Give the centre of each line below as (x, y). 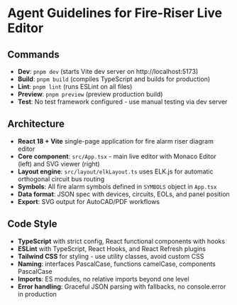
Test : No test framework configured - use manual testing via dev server (122, 102)
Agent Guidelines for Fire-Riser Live (115, 13)
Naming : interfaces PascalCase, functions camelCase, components (117, 264)
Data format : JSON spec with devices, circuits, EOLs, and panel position (124, 194)
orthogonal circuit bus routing (61, 178)
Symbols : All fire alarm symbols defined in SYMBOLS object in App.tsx (117, 186)
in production (37, 294)
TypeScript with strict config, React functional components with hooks (121, 241)
